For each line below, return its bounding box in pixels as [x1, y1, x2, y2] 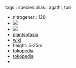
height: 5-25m [12, 43, 43, 48]
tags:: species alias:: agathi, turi [5, 5, 71, 10]
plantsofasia [12, 31, 39, 38]
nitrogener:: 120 [12, 14, 46, 20]
